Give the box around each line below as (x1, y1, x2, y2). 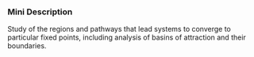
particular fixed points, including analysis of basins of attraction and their (7, 32, 247, 42)
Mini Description (7, 6, 73, 17)
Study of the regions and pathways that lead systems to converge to (7, 25, 232, 34)
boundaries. (7, 41, 47, 51)
